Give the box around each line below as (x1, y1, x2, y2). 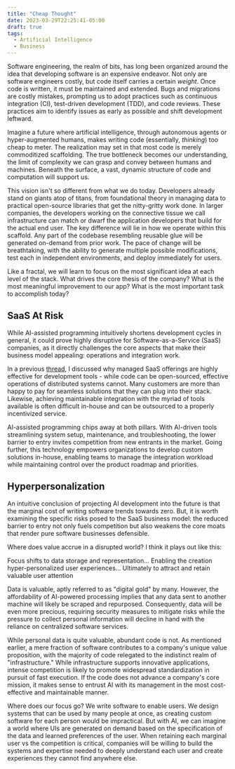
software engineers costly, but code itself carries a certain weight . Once (7, 77, 216, 85)
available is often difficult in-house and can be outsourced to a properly (7, 402, 215, 410)
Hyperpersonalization (7, 480, 105, 492)
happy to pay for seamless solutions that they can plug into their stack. (7, 387, 213, 395)
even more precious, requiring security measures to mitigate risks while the (7, 607, 226, 615)
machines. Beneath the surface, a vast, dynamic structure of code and (7, 166, 211, 173)
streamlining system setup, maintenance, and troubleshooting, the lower (7, 430, 216, 439)
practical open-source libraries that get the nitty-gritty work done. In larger (7, 202, 224, 209)
